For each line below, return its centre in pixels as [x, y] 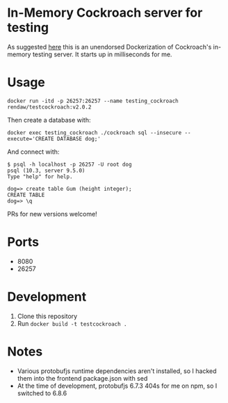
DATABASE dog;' [79, 139]
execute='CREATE [31, 139]
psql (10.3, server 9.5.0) [46, 171]
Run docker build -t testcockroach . [72, 323]
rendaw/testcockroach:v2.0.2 [49, 107]
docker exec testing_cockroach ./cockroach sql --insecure [95, 133]
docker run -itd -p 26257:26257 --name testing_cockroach [93, 101]
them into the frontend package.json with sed [82, 378]
